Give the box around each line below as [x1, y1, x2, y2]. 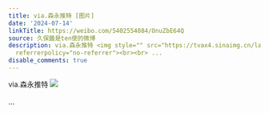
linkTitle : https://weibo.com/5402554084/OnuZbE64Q [8, 26, 184, 34]
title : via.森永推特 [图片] [8, 11, 94, 20]
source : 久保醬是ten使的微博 [8, 34, 96, 42]
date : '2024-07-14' [8, 19, 74, 27]
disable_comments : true [8, 57, 88, 65]
